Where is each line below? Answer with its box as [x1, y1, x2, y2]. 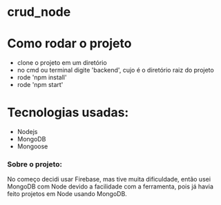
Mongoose [17, 142, 48, 150]
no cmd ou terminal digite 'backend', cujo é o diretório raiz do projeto [17, 66, 214, 75]
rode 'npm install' [17, 73, 67, 81]
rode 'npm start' [17, 81, 64, 89]
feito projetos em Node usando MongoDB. [7, 190, 128, 198]
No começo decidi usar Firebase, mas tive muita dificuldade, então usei [7, 175, 211, 184]
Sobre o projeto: [7, 159, 62, 169]
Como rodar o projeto [7, 36, 132, 52]
